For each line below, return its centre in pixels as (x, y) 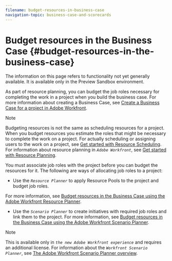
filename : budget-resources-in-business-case (55, 10)
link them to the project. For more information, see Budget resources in (88, 217)
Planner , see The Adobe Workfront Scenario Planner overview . (72, 253)
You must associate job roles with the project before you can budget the (82, 165)
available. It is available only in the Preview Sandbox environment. (75, 82)
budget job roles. (31, 186)
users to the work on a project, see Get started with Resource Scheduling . (83, 144)
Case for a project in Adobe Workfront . (46, 108)
